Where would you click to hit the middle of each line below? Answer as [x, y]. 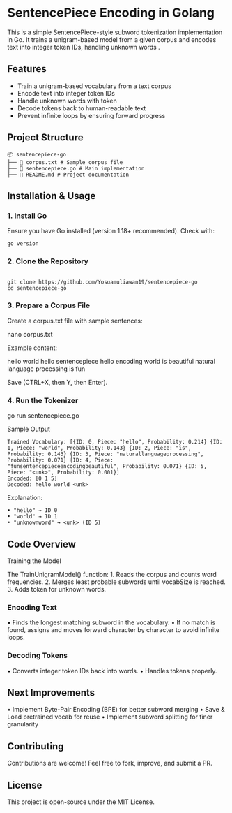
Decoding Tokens [38, 656]
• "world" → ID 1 [32, 517]
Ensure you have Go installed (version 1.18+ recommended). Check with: [111, 231]
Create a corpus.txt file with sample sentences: [75, 321]
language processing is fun [46, 369]
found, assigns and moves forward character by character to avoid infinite [114, 630]
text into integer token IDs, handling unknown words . [84, 47]
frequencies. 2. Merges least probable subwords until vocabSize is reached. [116, 582]
